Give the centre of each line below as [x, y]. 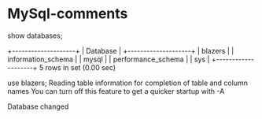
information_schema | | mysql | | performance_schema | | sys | [109, 59]
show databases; [35, 35]
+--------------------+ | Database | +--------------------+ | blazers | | [121, 50]
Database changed [38, 106]
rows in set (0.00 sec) [80, 67]
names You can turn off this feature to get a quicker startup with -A [116, 91]
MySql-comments [68, 14]
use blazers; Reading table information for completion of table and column [128, 83]
